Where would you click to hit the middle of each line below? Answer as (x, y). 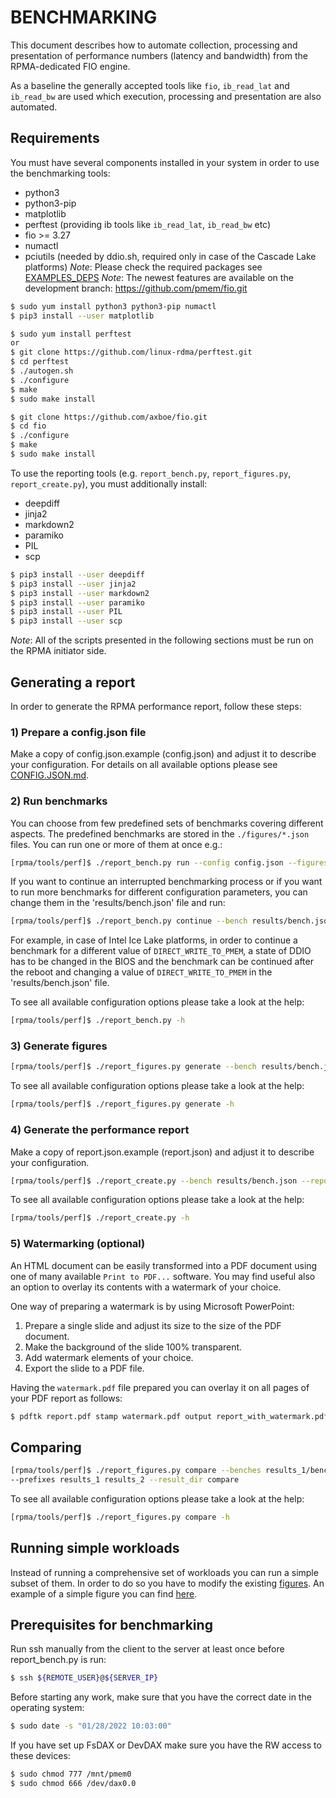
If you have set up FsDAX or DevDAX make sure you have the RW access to (166, 1745)
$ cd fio (28, 426)
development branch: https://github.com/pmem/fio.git (136, 288)
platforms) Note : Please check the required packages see (143, 267)
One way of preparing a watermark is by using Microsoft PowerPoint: (152, 1306)
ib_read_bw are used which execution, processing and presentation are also (166, 96)
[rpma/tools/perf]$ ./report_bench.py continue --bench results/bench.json (171, 921)
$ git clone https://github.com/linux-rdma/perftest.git (131, 352)
